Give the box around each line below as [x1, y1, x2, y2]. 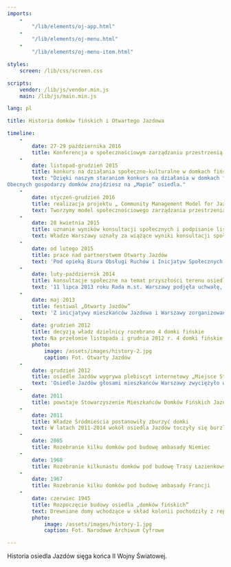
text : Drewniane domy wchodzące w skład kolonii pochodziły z [32, 508, 214, 515]
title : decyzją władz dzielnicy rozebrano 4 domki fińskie [32, 329, 205, 336]
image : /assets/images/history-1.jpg [43, 521, 153, 528]
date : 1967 [32, 476, 63, 483]
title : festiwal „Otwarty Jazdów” [32, 302, 131, 310]
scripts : [7, 80, 32, 87]
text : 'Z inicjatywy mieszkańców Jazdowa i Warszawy [32, 309, 186, 316]
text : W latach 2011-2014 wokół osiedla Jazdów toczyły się [32, 424, 208, 431]
